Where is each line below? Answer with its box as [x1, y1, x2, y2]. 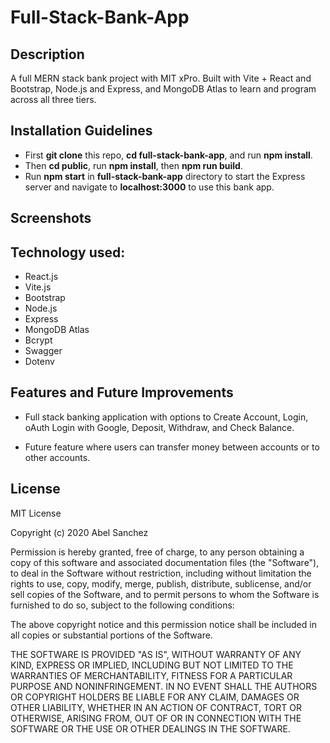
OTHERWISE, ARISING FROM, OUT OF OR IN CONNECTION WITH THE [10, 712, 302, 724]
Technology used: [10, 244, 126, 261]
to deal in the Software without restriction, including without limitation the [10, 567, 312, 579]
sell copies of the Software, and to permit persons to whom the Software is [10, 588, 320, 600]
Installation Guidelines [10, 122, 153, 140]
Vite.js [24, 281, 52, 293]
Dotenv [24, 356, 55, 368]
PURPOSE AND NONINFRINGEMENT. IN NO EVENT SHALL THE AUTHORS [10, 680, 318, 692]
